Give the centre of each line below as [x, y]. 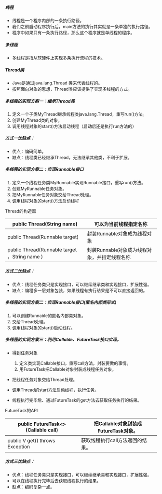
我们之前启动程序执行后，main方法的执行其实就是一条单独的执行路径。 [82, 26]
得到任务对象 [25, 353]
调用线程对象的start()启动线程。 [43, 328]
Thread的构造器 [21, 211]
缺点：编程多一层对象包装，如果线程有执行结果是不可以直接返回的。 [80, 290]
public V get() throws [31, 440]
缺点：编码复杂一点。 [33, 487]
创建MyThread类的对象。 [37, 120]
